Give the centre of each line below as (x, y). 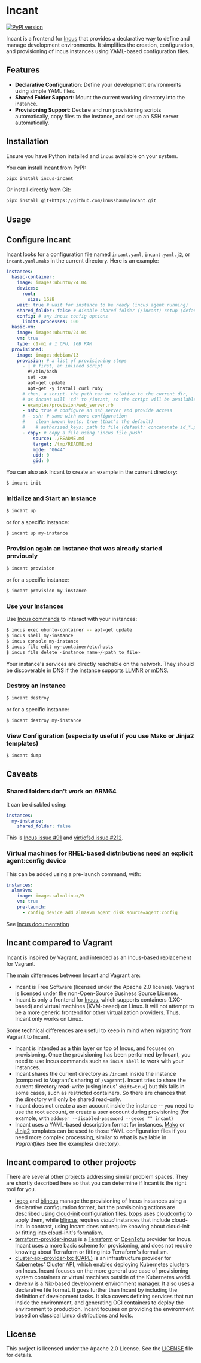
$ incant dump (24, 756)
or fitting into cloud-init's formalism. (59, 1233)
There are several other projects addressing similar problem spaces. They (97, 1177)
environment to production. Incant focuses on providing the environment (104, 1309)
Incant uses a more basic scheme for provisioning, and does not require (103, 1246)
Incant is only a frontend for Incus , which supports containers (91, 999)
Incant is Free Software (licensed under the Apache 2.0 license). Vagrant (104, 987)
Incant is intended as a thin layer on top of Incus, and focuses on (95, 1048)
